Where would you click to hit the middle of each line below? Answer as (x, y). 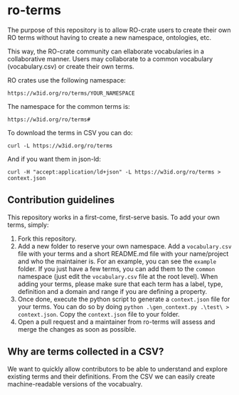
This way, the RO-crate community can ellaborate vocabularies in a (106, 51)
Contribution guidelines (61, 200)
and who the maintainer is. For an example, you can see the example (117, 261)
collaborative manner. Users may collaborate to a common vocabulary (110, 58)
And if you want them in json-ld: (54, 159)
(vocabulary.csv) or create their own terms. (71, 66)
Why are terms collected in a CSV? (86, 352)
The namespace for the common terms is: (69, 106)
